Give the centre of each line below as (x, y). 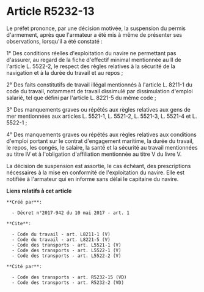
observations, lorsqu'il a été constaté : (54, 41)
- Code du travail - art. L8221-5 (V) (61, 240)
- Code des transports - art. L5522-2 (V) (67, 256)
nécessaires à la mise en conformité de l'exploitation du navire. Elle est (96, 172)
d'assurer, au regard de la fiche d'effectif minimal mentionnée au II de (94, 60)
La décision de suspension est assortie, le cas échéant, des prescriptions (99, 166)
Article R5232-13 (50, 11)
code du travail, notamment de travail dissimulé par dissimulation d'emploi (100, 91)
